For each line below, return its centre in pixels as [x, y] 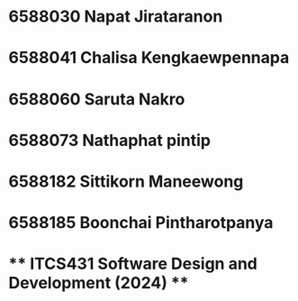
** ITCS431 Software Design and [133, 264]
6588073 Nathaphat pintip [109, 140]
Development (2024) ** [99, 283]
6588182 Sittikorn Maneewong [126, 181]
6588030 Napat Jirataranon [116, 17]
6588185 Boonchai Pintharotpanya [141, 223]
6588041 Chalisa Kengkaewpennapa [149, 58]
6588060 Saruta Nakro [97, 99]
